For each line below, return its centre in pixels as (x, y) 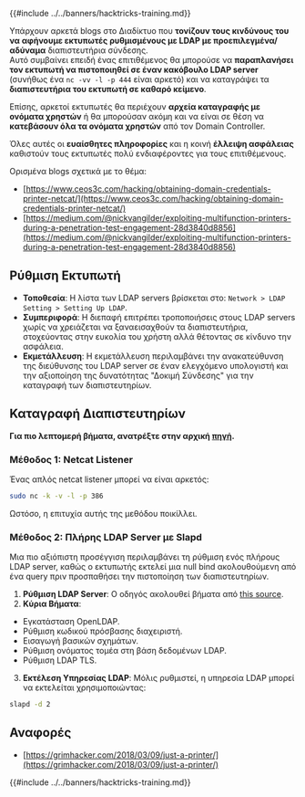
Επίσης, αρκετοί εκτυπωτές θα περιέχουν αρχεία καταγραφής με (135, 107)
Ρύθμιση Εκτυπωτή (65, 276)
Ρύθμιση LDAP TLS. (60, 660)
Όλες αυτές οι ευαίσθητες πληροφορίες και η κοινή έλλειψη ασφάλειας (152, 144)
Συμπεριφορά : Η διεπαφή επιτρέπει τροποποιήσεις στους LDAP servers (159, 317)
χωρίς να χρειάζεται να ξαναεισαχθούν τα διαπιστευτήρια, (135, 327)
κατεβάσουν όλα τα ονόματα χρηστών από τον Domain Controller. (137, 126)
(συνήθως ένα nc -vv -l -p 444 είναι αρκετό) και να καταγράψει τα (140, 79)
